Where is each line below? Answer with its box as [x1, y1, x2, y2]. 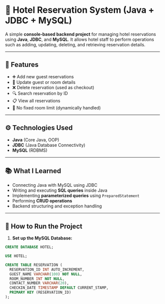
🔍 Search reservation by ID [12, 90, 68, 96]
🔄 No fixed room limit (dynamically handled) [12, 104, 101, 110]
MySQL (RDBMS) [12, 147, 48, 153]
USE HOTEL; [5, 254, 27, 259]
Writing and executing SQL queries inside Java [12, 187, 108, 194]
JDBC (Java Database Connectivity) [12, 142, 85, 148]
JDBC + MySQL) [5, 15, 72, 26]
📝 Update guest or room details [12, 79, 76, 85]
